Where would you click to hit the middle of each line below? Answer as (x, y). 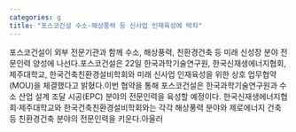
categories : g (35, 17)
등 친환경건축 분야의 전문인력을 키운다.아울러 (86, 118)
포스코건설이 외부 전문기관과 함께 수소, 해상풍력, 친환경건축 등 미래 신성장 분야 (144, 52)
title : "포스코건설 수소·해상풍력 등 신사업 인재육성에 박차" (106, 26)
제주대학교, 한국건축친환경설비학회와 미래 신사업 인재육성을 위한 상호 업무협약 (143, 74)
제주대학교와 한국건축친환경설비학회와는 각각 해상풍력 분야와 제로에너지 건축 (150, 107)
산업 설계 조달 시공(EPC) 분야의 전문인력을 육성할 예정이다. (120, 96)
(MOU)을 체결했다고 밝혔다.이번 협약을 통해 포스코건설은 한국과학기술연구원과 (143, 85)
